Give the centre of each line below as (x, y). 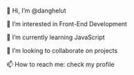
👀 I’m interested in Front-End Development (67, 24)
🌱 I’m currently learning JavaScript (56, 37)
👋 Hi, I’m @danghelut (36, 11)
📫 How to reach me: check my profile (60, 64)
